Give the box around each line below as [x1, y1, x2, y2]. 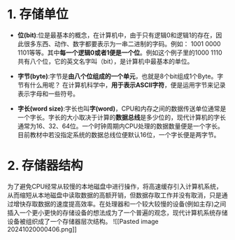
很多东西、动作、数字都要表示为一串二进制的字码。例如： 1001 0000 [23, 39, 222, 48]
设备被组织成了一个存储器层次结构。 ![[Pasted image [7, 217, 159, 225]
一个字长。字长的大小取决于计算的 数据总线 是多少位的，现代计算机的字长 [17, 113, 226, 121]
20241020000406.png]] [7, 225, 77, 233]
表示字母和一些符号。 [17, 89, 79, 98]
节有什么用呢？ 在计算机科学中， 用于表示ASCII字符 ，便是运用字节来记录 [17, 80, 226, 89]
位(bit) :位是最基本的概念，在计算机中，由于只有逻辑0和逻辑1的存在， [17, 31, 216, 39]
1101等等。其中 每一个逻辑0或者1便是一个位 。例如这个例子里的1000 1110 [17, 48, 222, 57]
